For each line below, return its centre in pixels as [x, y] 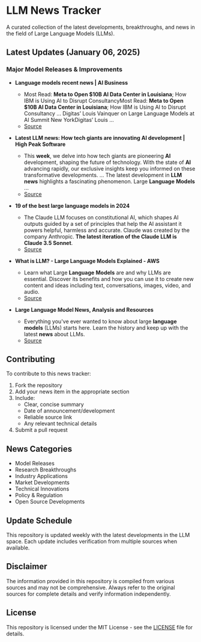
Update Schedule [39, 520]
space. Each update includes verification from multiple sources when [92, 542]
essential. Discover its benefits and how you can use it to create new [109, 279]
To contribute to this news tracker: [49, 374]
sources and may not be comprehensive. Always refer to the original [91, 587]
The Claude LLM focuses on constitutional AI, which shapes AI [101, 217]
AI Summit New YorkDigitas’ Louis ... [69, 120]
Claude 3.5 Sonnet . [48, 243]
